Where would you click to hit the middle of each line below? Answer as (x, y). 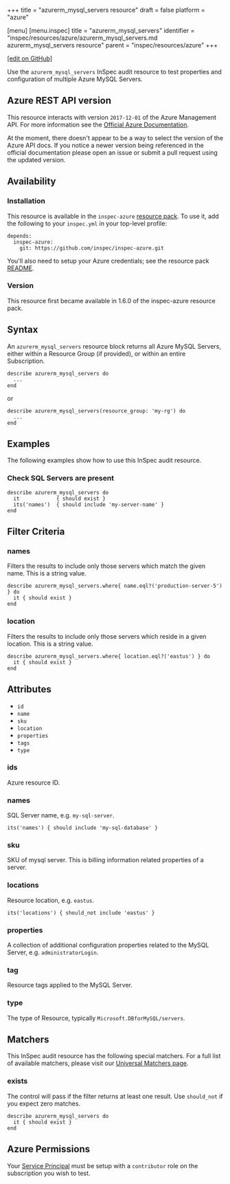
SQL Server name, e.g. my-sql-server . (61, 815)
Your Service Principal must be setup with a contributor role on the (103, 1165)
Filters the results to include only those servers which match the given (106, 566)
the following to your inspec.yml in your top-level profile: (87, 223)
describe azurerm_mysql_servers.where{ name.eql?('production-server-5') (115, 586)
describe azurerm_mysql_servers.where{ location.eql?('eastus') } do (109, 656)
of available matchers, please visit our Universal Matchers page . (98, 1063)
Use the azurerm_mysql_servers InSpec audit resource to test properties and (114, 72)
